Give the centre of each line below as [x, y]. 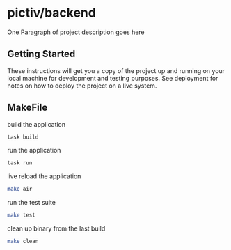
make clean [23, 242]
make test [22, 215]
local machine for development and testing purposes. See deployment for [113, 78]
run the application [34, 150]
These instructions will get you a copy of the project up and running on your [116, 70]
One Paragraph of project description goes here [76, 32]
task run [20, 163]
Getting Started [41, 54]
